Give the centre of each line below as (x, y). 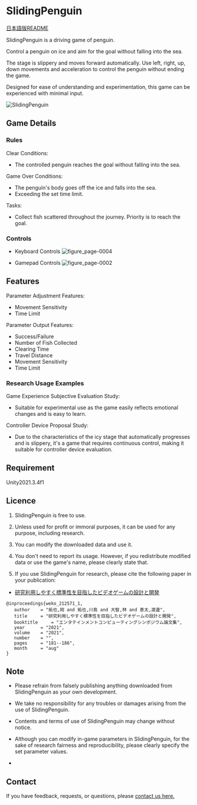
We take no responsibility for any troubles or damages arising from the (100, 704)
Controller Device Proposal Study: (47, 425)
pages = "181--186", (45, 643)
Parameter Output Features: (40, 325)
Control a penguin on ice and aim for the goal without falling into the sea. (94, 51)
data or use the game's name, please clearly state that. (81, 562)
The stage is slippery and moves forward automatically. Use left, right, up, (96, 63)
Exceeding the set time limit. (49, 194)
